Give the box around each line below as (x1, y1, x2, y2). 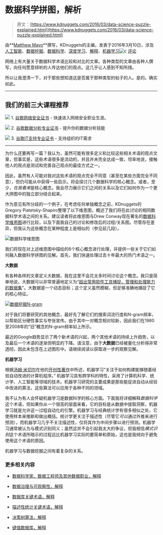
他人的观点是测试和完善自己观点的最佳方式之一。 (5, 162, 103, 168)
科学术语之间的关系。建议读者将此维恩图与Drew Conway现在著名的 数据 (9, 213, 152, 219)
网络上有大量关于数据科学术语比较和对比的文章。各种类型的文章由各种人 (5, 58, 149, 64)
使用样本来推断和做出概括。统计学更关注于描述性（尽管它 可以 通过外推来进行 (5, 413, 158, 419)
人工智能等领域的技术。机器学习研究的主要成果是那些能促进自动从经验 (17, 379, 158, 385)
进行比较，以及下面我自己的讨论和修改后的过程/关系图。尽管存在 (22, 219, 151, 225)
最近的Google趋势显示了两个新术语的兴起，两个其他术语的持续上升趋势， (5, 334, 151, 340)
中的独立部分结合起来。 (17, 191, 64, 196)
